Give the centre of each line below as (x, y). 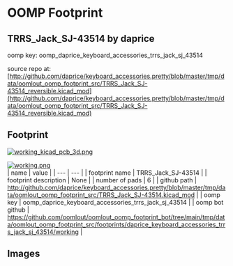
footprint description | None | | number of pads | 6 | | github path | (102, 180)
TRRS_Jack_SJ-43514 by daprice (81, 39)
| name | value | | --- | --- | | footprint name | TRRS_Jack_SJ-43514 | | (107, 173)
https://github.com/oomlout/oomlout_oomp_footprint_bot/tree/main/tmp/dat (116, 217)
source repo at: (29, 69)
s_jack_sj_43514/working (43, 232)
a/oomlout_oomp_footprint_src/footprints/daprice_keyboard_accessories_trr (116, 224)
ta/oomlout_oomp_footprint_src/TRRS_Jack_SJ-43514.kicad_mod (101, 195)
